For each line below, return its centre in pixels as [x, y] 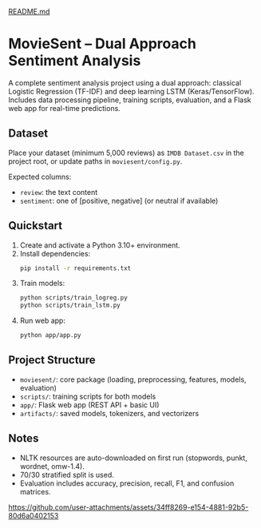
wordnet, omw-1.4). [52, 466]
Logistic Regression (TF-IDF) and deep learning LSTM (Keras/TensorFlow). [131, 91]
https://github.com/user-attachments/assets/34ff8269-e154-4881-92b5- [129, 507]
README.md [29, 12]
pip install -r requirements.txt [75, 268]
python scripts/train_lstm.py [70, 306]
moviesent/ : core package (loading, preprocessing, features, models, [133, 379]
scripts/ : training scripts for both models [88, 396]
